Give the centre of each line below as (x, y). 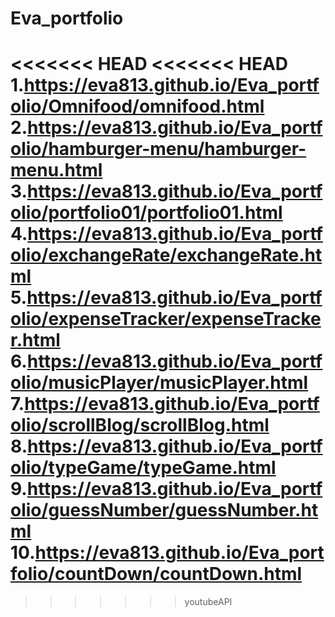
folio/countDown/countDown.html (156, 574)
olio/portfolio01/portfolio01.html (146, 213)
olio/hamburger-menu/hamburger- (158, 149)
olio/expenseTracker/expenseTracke (166, 319)
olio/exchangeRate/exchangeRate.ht (166, 255)
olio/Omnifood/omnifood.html (137, 106)
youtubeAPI (208, 602)
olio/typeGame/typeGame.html (143, 468)
